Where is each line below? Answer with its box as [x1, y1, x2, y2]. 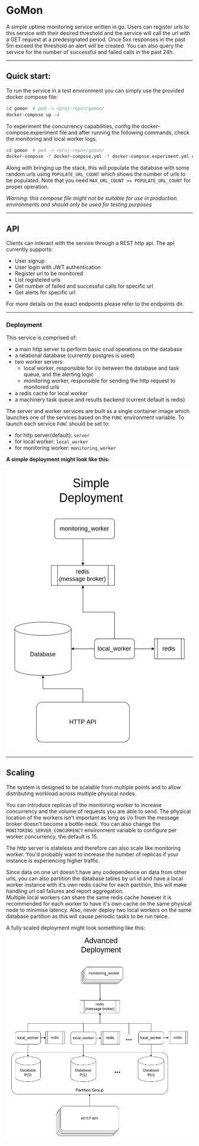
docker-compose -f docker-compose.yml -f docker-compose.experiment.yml [6, 154, 190, 160]
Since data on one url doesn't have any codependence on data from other [6, 868, 187, 875]
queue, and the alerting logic [23, 371, 94, 378]
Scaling [6, 768, 35, 778]
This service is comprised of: [6, 334, 77, 341]
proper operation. [6, 183, 49, 191]
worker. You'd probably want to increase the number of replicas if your [6, 850, 179, 858]
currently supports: [6, 246, 53, 253]
